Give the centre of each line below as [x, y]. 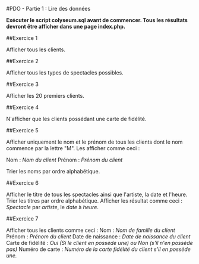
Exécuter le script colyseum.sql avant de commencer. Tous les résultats [97, 20]
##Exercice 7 [22, 219]
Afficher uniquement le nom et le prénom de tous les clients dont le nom [94, 142]
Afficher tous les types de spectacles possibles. [65, 73]
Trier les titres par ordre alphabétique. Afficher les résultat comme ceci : [94, 201]
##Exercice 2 [22, 61]
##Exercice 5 [22, 130]
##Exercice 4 [23, 107]
